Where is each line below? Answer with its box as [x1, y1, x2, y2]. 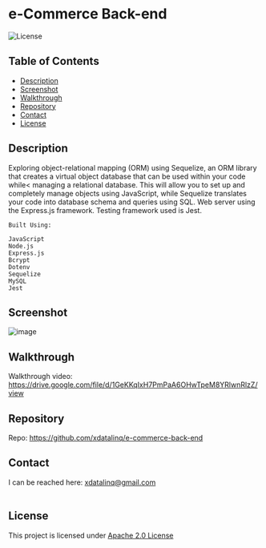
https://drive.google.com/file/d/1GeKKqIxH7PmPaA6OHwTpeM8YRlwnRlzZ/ [8, 380, 258, 389]
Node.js [8, 242, 34, 250]
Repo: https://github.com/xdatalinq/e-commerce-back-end [8, 433, 204, 442]
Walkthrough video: [8, 372, 73, 381]
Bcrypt [8, 256, 30, 264]
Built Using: [8, 221, 52, 229]
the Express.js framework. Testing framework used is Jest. [8, 205, 203, 215]
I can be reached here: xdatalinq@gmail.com [8, 477, 156, 487]
